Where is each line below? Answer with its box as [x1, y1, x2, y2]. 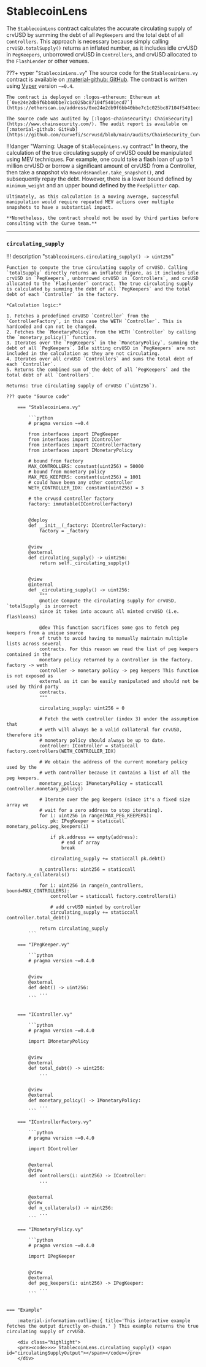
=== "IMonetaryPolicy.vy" [17, 1226, 84, 1233]
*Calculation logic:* [6, 302, 62, 308]
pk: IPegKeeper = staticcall [50, 818, 124, 824]
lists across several [6, 641, 62, 647]
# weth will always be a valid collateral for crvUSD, [39, 726, 183, 733]
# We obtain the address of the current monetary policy [39, 759, 188, 765]
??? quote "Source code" [6, 394, 70, 400]
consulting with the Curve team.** [6, 220, 97, 227]
